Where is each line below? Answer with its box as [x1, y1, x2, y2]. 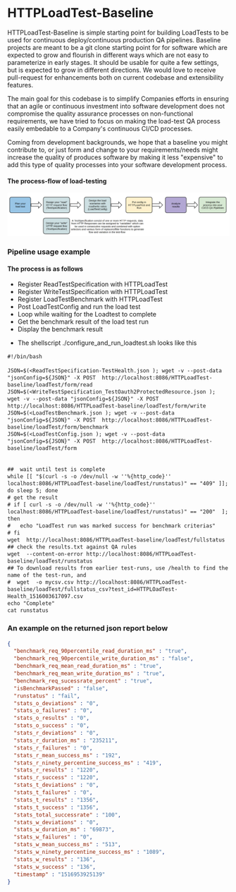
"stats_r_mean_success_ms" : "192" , [13, 752, 121, 759]
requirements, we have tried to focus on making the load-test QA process [7, 116, 221, 125]
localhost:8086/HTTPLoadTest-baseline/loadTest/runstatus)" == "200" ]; [7, 508, 229, 515]
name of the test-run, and [7, 572, 87, 579]
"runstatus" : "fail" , [13, 692, 80, 699]
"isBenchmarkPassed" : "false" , [13, 685, 109, 692]
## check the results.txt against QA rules [7, 544, 137, 551]
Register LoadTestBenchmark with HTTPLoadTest [17, 295, 163, 304]
